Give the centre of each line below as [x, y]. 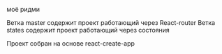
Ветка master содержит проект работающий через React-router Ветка [111, 22]
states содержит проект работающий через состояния [88, 30]
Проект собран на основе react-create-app [71, 43]
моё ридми [23, 9]
